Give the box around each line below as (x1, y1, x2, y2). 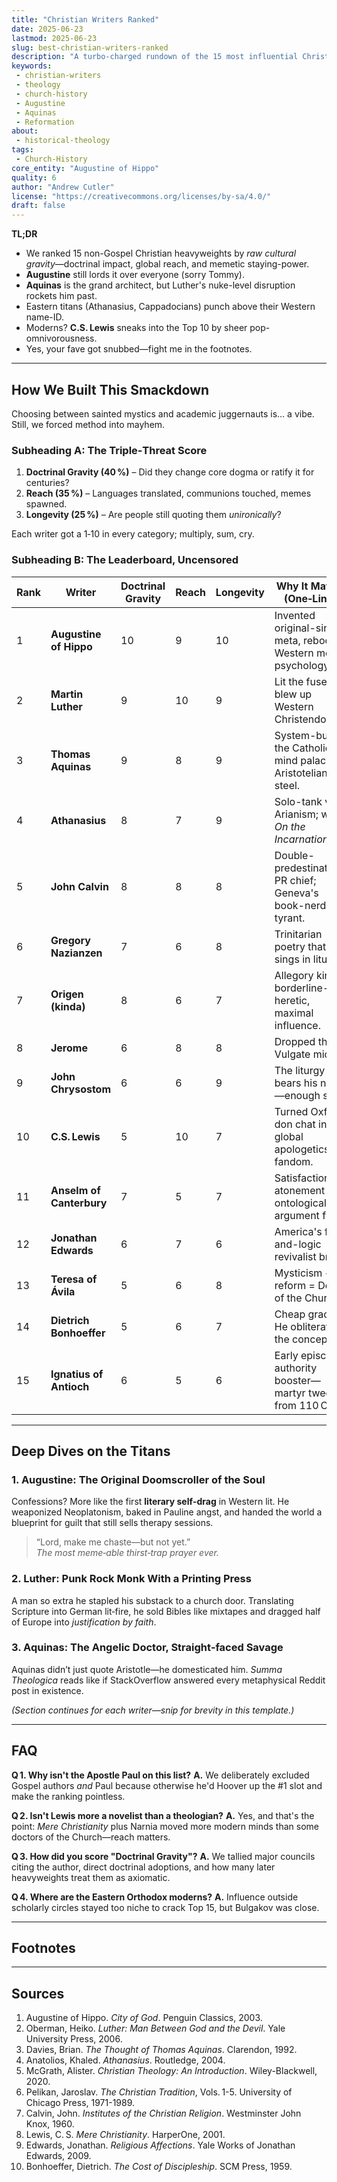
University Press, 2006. (25, 2033, 123, 2045)
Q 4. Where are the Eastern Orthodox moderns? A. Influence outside (11, 1891, 299, 1903)
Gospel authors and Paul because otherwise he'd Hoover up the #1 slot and (11, 1779, 323, 1791)
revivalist (274, 1249, 317, 1263)
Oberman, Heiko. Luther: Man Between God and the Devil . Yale (25, 2022, 286, 2035)
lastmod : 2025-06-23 (11, 33, 98, 43)
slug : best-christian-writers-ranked (11, 42, 169, 53)
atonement (274, 1183, 326, 1197)
